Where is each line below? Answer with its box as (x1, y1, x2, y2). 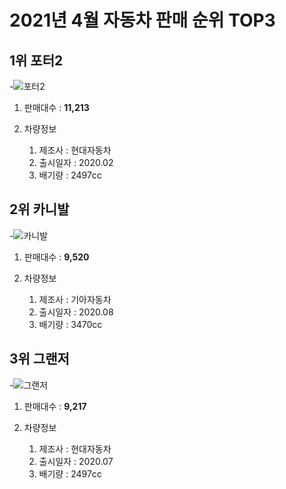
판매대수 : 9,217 (23, 400, 87, 412)
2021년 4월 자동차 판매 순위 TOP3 (9, 9, 276, 32)
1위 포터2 (9, 52, 64, 69)
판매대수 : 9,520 (23, 251, 90, 263)
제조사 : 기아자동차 (38, 293, 112, 305)
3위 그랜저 (9, 351, 70, 368)
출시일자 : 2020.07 (38, 455, 114, 467)
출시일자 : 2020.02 (38, 157, 114, 168)
